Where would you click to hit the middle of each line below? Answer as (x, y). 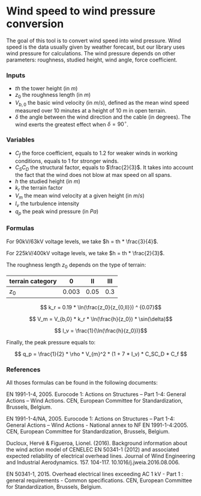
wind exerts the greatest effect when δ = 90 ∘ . (72, 123)
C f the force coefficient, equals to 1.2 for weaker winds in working (96, 153)
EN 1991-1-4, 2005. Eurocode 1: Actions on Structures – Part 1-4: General (96, 394)
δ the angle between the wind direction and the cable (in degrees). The (103, 117)
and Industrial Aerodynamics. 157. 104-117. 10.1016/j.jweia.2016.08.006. (93, 462)
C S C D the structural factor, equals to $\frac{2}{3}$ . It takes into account (104, 168)
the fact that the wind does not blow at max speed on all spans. (93, 175)
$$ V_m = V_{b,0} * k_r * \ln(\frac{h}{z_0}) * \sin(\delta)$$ (101, 319)
